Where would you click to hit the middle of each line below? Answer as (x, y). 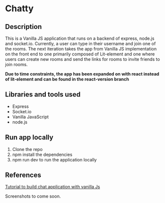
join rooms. (16, 64)
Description (23, 27)
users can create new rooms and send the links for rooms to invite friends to (82, 59)
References (23, 175)
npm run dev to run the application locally (54, 159)
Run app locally (29, 138)
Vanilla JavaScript (31, 117)
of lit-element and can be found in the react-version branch (67, 79)
